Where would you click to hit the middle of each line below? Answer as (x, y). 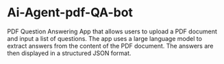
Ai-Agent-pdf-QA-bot (70, 13)
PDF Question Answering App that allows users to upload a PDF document (112, 31)
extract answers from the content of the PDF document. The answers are (110, 46)
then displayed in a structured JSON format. (69, 53)
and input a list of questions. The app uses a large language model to (104, 38)
